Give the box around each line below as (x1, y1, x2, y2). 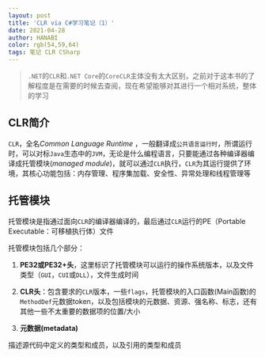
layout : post (8, 11, 51, 20)
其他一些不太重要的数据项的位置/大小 (19, 306, 141, 316)
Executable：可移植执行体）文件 (8, 226, 114, 236)
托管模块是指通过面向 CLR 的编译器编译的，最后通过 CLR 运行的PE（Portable (8, 216, 246, 226)
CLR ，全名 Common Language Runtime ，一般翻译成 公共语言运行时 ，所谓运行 (8, 139, 253, 148)
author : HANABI (8, 33, 59, 42)
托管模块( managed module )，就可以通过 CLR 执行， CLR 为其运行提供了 (21, 158, 245, 168)
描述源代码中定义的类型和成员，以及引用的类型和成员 (8, 340, 182, 349)
